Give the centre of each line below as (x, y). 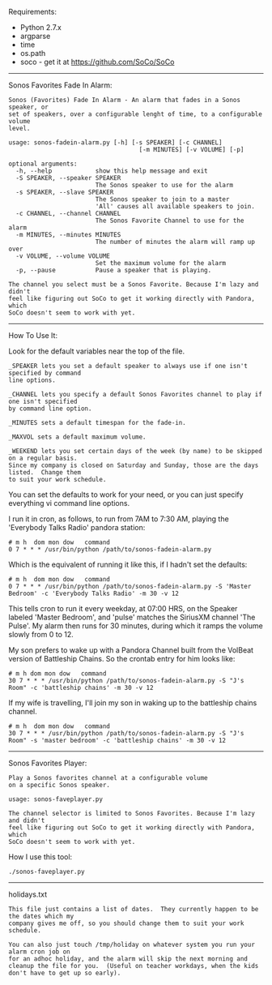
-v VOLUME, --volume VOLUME (63, 256)
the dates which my (41, 916)
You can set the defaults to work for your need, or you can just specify (126, 495)
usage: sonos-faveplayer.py (56, 799)
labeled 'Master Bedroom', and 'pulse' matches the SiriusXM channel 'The (132, 617)
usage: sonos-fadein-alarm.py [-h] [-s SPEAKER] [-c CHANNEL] (115, 143)
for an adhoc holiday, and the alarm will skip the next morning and (128, 959)
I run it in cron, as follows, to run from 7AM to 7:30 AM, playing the (119, 519)
